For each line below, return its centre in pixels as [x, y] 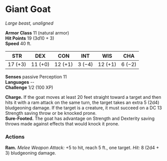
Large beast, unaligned [29, 23]
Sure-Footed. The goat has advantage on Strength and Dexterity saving [80, 118]
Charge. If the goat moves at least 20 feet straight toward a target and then [83, 97]
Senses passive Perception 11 [36, 77]
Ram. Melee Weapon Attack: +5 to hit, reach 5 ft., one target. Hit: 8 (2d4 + [82, 148]
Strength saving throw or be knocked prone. [51, 113]
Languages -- [20, 82]
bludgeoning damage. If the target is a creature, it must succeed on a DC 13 [83, 108]
